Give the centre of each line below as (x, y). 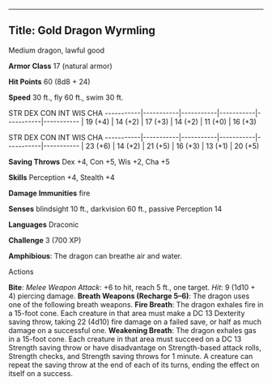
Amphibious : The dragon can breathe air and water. (95, 255)
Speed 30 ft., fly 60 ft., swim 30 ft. (66, 97)
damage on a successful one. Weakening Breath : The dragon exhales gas (132, 330)
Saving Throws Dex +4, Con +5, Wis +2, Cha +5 (89, 161)
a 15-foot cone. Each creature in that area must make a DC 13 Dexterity (127, 313)
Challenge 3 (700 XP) (45, 240)
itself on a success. (40, 373)
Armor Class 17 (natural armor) (61, 66)
